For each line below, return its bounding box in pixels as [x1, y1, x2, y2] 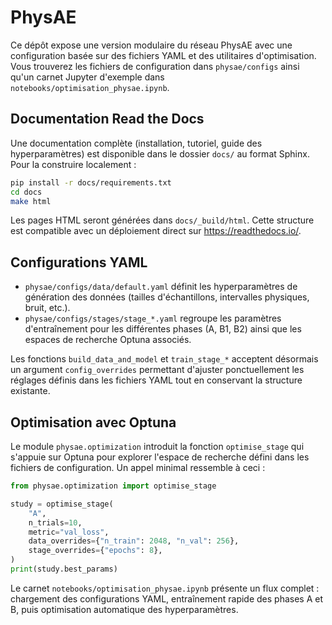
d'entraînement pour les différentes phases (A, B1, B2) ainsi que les [24, 323, 302, 335]
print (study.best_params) [10, 564, 118, 574]
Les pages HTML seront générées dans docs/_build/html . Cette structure [10, 214, 315, 226]
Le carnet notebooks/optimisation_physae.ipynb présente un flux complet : [10, 582, 320, 594]
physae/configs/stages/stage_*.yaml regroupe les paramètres [24, 312, 282, 325]
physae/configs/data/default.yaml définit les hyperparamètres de [24, 281, 298, 293]
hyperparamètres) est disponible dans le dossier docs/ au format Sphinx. [10, 147, 310, 160]
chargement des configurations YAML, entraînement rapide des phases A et [10, 592, 324, 605]
